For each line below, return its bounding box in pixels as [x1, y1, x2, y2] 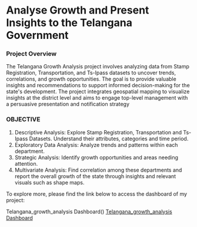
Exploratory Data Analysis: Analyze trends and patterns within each [14, 141, 178, 148]
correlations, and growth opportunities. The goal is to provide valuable [6, 75, 176, 83]
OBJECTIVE [6, 116, 41, 124]
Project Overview [6, 50, 57, 58]
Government [6, 29, 69, 42]
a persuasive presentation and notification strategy [6, 101, 130, 108]
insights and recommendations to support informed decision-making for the [6, 82, 190, 89]
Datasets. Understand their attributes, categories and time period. [29, 135, 189, 142]
